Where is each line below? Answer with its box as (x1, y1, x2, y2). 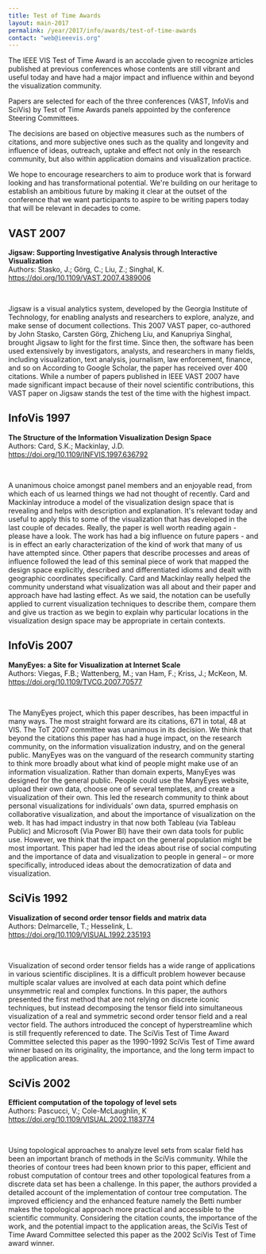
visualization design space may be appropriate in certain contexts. (8, 615, 226, 625)
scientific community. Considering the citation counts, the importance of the (8, 1213, 258, 1223)
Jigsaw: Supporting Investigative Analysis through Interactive (8, 248, 218, 257)
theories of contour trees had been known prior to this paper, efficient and (8, 1162, 252, 1172)
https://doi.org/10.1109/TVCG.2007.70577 (8, 677, 143, 686)
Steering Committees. (8, 113, 79, 123)
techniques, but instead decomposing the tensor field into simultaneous (8, 1002, 244, 1012)
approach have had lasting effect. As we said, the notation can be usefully (8, 590, 251, 600)
